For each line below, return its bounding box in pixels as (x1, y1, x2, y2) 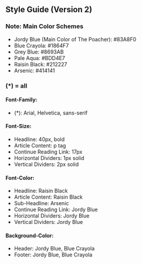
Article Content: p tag (13, 142, 66, 149)
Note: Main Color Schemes (5, 22, 83, 31)
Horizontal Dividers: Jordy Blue (13, 212, 90, 219)
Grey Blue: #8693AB (13, 48, 64, 55)
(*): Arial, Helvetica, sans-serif (13, 109, 88, 116)
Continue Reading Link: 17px (13, 148, 83, 155)
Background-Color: (5, 232, 54, 239)
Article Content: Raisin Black (13, 193, 83, 200)
